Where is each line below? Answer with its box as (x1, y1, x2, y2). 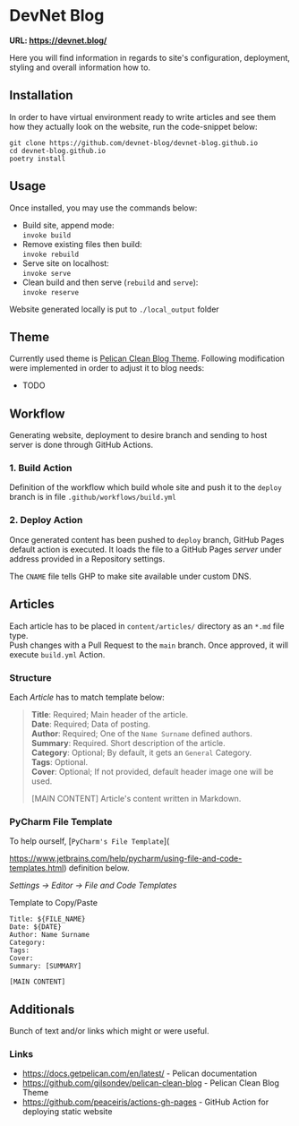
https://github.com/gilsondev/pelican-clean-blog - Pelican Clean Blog (21, 1078, 280, 1088)
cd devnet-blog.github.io (9, 146, 106, 155)
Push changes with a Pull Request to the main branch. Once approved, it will (9, 640, 289, 650)
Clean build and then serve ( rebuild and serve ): (21, 277, 199, 288)
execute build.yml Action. (9, 649, 106, 659)
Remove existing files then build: (21, 238, 142, 249)
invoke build (21, 230, 72, 240)
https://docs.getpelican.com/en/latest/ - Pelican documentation (21, 1068, 258, 1079)
